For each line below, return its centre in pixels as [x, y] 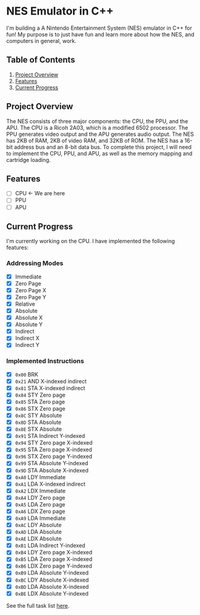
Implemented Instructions [45, 361]
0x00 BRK [26, 374]
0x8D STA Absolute [38, 422]
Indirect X [27, 338]
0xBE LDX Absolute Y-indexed [52, 593]
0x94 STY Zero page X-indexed [54, 443]
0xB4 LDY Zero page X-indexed [54, 553]
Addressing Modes [35, 263]
